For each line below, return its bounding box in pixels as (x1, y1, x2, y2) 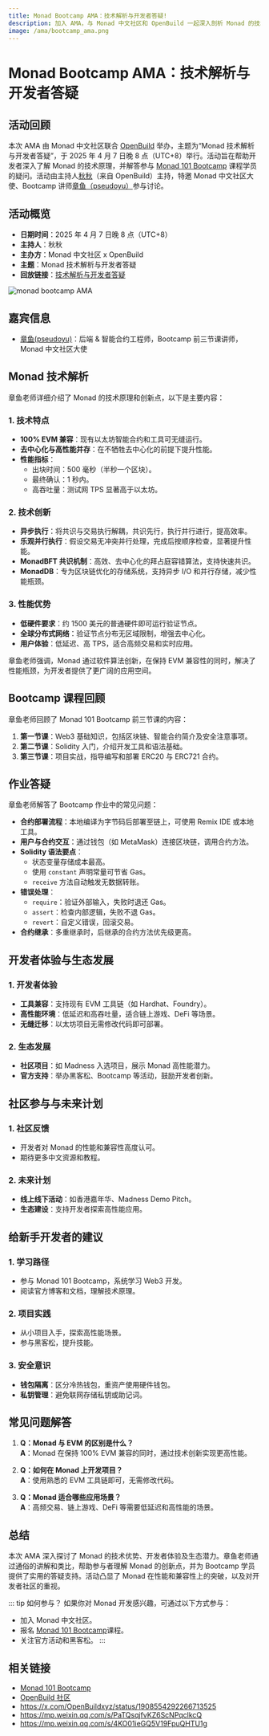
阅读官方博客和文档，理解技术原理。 (19, 1286, 140, 1295)
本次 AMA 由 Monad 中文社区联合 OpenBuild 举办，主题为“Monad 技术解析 (8, 141, 255, 151)
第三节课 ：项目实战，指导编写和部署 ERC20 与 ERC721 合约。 (19, 752, 223, 761)
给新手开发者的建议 (8, 1230, 103, 1244)
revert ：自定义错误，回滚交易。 (31, 917, 139, 927)
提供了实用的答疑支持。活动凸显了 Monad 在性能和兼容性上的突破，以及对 (8, 1571, 253, 1581)
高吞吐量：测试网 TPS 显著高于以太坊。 (31, 485, 163, 495)
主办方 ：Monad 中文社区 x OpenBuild (19, 250, 144, 259)
